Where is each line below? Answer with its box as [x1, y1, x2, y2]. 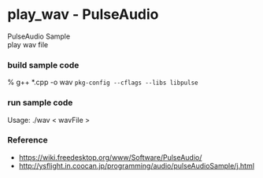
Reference [7, 135, 48, 146]
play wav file [7, 39, 49, 49]
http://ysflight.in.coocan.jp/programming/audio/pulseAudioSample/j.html [18, 161, 255, 170]
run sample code [7, 97, 73, 108]
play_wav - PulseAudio [7, 6, 159, 24]
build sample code [7, 59, 80, 70]
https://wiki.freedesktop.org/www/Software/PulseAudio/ [18, 152, 202, 162]
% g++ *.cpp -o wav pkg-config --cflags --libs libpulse [7, 77, 198, 87]
